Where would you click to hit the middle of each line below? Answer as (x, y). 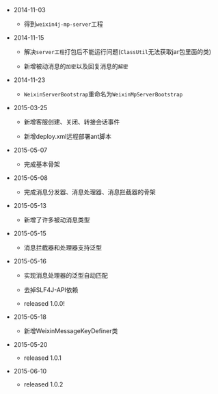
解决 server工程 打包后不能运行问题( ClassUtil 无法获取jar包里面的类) (118, 52)
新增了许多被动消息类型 (57, 220)
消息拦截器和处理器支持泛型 (63, 248)
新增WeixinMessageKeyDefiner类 (71, 331)
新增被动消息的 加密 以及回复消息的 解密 (76, 66)
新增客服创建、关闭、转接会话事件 (72, 122)
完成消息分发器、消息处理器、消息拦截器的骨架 (90, 192)
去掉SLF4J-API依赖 (51, 290)
